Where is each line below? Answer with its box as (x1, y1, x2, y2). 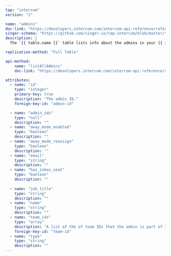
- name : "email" (10, 153, 44, 158)
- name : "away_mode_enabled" (10, 124, 72, 130)
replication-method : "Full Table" (5, 49, 79, 55)
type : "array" (14, 219, 44, 224)
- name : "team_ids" (10, 215, 51, 220)
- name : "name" (10, 200, 42, 206)
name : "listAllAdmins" (14, 63, 63, 69)
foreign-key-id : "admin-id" (14, 101, 74, 106)
